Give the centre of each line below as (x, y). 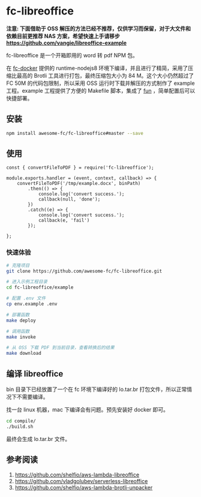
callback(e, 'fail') (64, 220)
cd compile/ (21, 421)
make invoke (21, 337)
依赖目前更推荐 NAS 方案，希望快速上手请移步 (63, 36)
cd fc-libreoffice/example (40, 287)
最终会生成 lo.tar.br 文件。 (38, 439)
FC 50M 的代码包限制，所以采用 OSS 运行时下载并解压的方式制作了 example (100, 83)
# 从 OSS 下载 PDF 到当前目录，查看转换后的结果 (61, 348)
